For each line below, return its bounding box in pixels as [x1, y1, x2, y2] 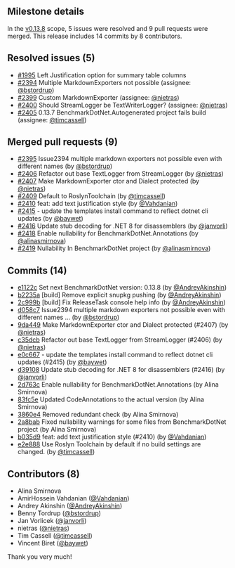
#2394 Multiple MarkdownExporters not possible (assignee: [17, 78, 192, 86]
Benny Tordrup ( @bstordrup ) [17, 509, 102, 517]
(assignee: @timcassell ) [17, 115, 87, 124]
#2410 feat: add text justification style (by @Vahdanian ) [17, 200, 178, 208]
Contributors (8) [7, 467, 80, 480]
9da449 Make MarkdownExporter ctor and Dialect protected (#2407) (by [17, 321, 229, 329]
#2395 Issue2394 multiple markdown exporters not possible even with [17, 155, 222, 163]
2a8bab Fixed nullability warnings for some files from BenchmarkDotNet [17, 418, 227, 426]
